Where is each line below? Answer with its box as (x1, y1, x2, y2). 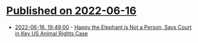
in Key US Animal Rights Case (14, 29, 88, 37)
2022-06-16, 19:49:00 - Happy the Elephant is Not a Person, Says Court (14, 24, 192, 31)
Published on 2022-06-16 (6, 4, 137, 18)
